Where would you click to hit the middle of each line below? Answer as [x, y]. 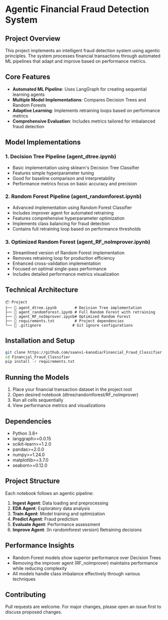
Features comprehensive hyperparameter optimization [68, 218]
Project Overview [33, 38]
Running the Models [37, 377]
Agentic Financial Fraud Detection [77, 9]
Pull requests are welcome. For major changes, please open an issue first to [83, 607]
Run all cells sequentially [38, 400]
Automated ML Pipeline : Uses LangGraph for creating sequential [79, 89]
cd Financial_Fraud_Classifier [38, 357]
